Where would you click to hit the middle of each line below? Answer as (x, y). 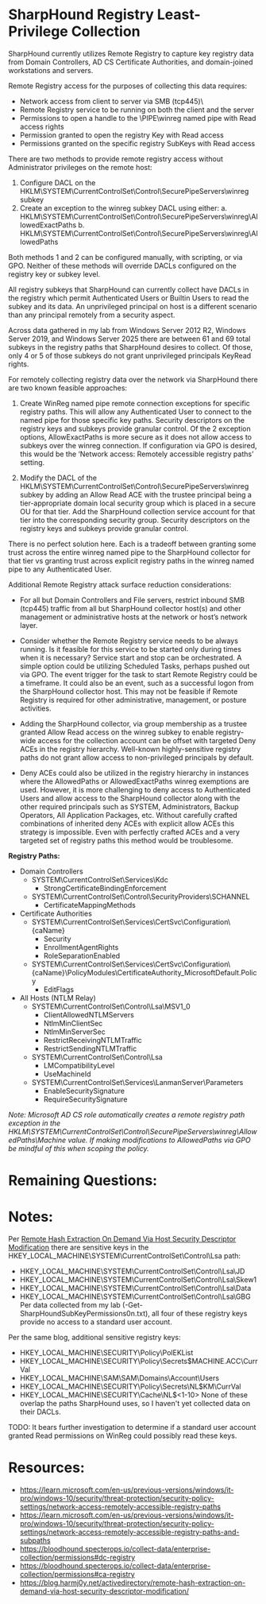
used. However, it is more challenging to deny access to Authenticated (135, 789)
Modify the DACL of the (58, 478)
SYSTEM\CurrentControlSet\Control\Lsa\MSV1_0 (111, 1006)
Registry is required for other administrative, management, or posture (133, 699)
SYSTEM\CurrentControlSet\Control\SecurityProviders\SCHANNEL (141, 897)
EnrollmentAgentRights (81, 947)
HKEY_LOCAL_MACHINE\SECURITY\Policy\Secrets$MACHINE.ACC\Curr (139, 1362)
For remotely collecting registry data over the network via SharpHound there (133, 379)
